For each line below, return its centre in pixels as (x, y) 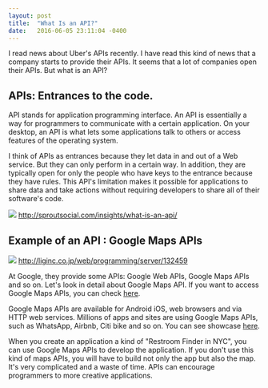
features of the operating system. (63, 140)
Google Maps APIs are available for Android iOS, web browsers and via (125, 309)
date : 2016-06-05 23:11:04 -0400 (68, 30)
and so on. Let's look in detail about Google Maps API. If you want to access (134, 285)
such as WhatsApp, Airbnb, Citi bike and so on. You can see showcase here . (134, 326)
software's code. (36, 199)
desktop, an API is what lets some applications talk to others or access (125, 132)
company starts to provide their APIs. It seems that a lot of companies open (133, 62)
